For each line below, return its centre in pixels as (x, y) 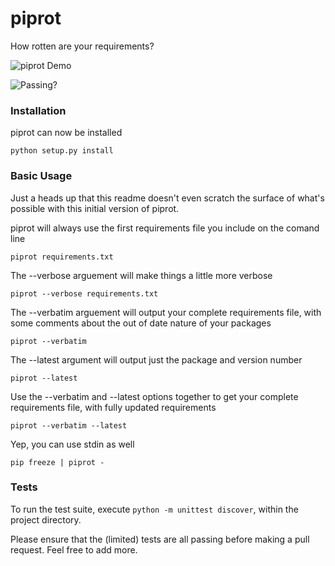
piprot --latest (44, 378)
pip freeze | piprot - (57, 462)
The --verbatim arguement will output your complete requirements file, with (166, 312)
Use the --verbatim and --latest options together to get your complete (154, 396)
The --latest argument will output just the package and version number (156, 359)
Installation (38, 110)
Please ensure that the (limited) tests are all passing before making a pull (160, 539)
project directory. (46, 519)
